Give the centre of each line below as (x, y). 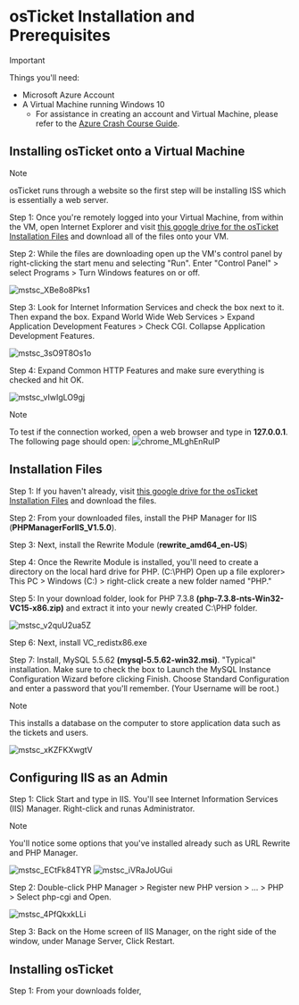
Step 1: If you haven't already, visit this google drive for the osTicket (134, 491)
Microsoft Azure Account (68, 95)
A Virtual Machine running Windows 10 (93, 104)
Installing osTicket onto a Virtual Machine (127, 152)
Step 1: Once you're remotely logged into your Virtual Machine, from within (146, 217)
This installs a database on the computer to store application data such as (145, 722)
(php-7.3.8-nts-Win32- (240, 598)
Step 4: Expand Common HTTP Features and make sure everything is (137, 370)
